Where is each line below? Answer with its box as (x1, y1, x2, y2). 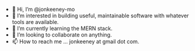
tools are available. (11, 19, 59, 25)
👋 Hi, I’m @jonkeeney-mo (11, 6, 75, 13)
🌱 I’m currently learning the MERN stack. (11, 25, 113, 32)
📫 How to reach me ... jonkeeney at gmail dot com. (11, 38, 140, 45)
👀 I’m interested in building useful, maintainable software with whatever (11, 12, 190, 19)
